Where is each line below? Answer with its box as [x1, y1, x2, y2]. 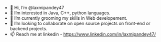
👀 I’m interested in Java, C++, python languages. [9, 10, 111, 16]
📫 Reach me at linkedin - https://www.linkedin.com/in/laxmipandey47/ [9, 31, 156, 37]
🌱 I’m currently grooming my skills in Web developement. [9, 15, 127, 21]
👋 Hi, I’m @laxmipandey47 [9, 5, 64, 10]
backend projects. [9, 26, 47, 32]
